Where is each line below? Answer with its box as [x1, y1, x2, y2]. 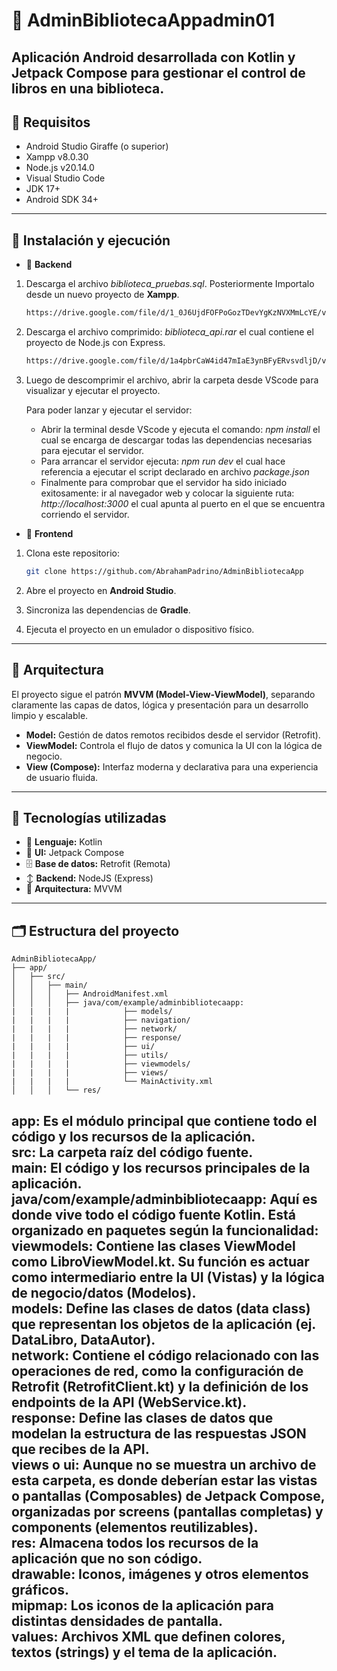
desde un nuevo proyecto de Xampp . [25, 289, 180, 301]
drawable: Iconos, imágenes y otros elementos [11, 1565, 309, 1583]
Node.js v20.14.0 [25, 162, 95, 174]
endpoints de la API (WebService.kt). [11, 1394, 248, 1411]
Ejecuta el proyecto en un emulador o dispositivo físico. [25, 623, 255, 635]
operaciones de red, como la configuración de [11, 1362, 304, 1379]
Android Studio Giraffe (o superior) [25, 140, 169, 153]
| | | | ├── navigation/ [11, 1015, 191, 1026]
